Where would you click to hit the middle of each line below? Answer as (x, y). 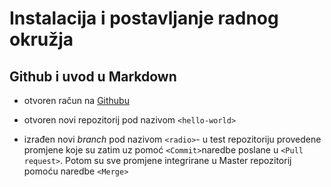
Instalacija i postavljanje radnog (144, 18)
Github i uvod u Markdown (93, 76)
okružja (41, 39)
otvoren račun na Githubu (76, 100)
